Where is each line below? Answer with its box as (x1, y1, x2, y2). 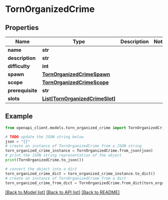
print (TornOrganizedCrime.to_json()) (5, 158, 84, 163)
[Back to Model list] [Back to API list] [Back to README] (5, 190, 120, 196)
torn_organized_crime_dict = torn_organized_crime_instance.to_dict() (5, 171, 155, 176)
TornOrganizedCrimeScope (42, 79, 109, 86)
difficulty (7, 63, 30, 69)
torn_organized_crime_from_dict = (5, 181, 77, 186)
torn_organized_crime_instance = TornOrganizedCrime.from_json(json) (5, 148, 153, 153)
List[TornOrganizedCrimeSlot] (42, 95, 116, 102)
